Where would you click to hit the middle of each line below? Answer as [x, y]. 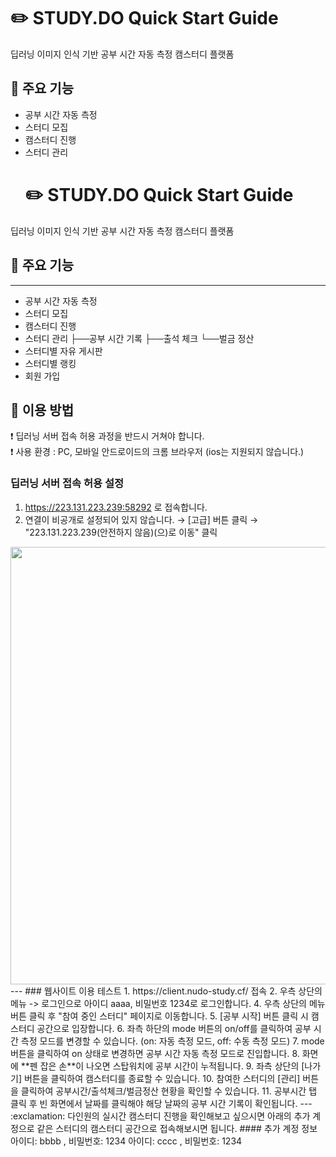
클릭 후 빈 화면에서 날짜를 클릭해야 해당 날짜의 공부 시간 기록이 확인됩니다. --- [161, 1103]
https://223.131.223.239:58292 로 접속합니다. [116, 507]
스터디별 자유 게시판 [63, 351]
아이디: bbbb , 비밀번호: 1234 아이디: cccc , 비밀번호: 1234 [126, 1141]
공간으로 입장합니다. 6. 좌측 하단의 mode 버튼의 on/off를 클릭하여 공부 [174, 1028]
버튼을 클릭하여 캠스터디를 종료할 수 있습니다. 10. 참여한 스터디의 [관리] [162, 1078]
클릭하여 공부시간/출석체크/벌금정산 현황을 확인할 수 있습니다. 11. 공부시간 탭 [169, 1091]
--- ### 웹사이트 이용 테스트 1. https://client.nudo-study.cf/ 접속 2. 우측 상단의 [166, 991]
